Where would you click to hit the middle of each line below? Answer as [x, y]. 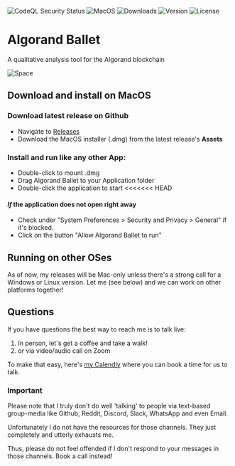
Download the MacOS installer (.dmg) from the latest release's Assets [120, 139]
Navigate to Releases [49, 131]
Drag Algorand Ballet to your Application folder [86, 180]
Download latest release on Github [68, 116]
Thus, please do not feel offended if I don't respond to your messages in [113, 449]
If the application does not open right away [72, 204]
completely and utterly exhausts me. [61, 435]
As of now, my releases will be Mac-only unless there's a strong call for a [114, 275]
